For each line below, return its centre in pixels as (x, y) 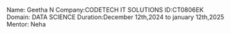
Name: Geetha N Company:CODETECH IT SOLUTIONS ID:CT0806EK (105, 10)
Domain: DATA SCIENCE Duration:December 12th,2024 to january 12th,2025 (115, 17)
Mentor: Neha (26, 24)
